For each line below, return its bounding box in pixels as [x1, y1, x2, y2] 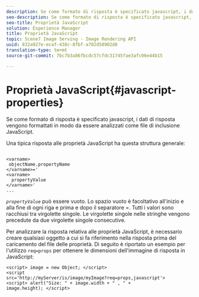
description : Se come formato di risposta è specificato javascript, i [6, 8, 187, 15]
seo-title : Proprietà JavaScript [6, 20, 89, 25]
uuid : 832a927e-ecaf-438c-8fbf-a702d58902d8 [6, 42, 118, 48]
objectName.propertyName [8, 161, 70, 167]
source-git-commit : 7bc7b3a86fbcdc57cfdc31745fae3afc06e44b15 [6, 53, 163, 59]
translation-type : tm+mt [6, 47, 68, 53]
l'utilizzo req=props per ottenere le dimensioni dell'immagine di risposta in [6, 247, 185, 254]
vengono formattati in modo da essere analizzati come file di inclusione [6, 122, 180, 129]
